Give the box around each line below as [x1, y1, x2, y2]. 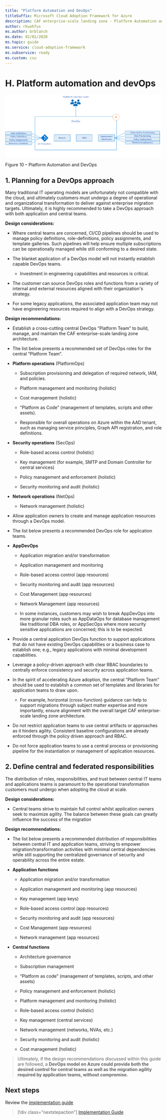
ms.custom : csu [5, 55, 37, 60]
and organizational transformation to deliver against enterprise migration [5, 200, 154, 206]
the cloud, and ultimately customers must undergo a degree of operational [5, 195, 158, 201]
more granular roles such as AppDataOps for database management [19, 616, 160, 622]
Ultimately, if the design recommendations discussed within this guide [17, 1056, 161, 1062]
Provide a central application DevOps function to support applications [12, 636, 156, 642]
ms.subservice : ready [5, 50, 50, 55]
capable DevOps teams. [12, 261, 62, 267]
